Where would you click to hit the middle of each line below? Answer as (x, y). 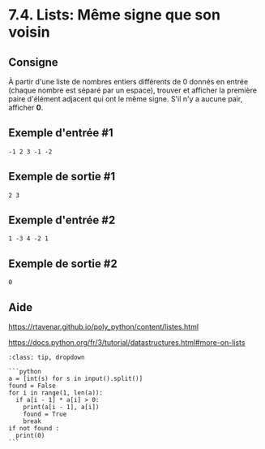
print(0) (30, 436)
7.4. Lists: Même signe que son (115, 15)
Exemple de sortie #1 (62, 177)
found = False (32, 386)
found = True (45, 414)
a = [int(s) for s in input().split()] (76, 379)
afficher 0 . (26, 108)
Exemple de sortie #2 (63, 263)
